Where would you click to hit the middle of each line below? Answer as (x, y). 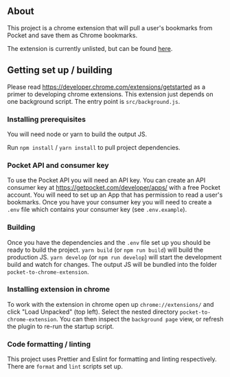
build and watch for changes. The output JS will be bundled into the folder (112, 264)
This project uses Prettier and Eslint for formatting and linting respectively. (112, 359)
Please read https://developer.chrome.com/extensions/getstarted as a (106, 87)
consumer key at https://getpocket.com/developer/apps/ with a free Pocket (114, 188)
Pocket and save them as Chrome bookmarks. (72, 35)
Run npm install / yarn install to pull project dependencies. (94, 147)
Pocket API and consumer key (58, 165)
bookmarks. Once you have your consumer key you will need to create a (110, 202)
